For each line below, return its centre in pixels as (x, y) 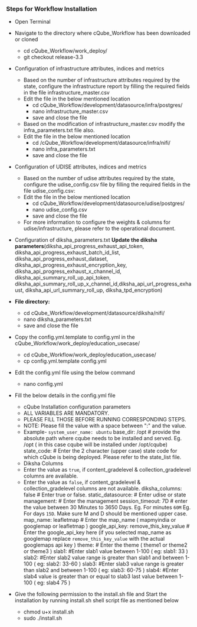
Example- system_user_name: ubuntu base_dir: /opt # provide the (102, 432)
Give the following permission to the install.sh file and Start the (91, 594)
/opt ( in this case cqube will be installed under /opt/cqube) (96, 444)
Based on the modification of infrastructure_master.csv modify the (104, 124)
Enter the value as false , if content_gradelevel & (82, 482)
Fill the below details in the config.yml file (65, 395)
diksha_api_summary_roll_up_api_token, (63, 278)
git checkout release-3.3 (53, 57)
